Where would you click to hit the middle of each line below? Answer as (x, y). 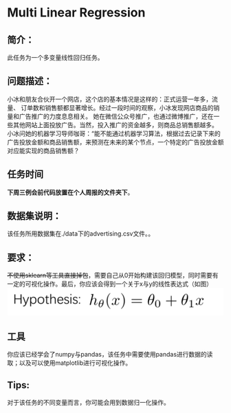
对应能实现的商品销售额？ (43, 150)
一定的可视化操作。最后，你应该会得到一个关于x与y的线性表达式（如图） (110, 284)
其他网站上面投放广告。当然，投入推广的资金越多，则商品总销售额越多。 (115, 124)
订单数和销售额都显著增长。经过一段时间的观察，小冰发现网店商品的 (117, 107)
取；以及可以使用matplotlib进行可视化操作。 (69, 363)
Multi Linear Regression (76, 13)
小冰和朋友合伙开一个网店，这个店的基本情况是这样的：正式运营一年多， (109, 99)
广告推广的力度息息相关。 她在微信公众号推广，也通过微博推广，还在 (116, 116)
